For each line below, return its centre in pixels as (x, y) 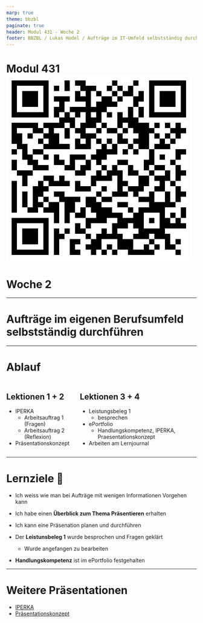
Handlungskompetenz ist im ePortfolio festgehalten (80, 560)
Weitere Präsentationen (67, 591)
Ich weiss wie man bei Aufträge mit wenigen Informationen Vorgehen (101, 495)
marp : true (20, 13)
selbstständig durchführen (75, 332)
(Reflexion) (37, 437)
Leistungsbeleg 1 (110, 411)
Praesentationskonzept (126, 437)
